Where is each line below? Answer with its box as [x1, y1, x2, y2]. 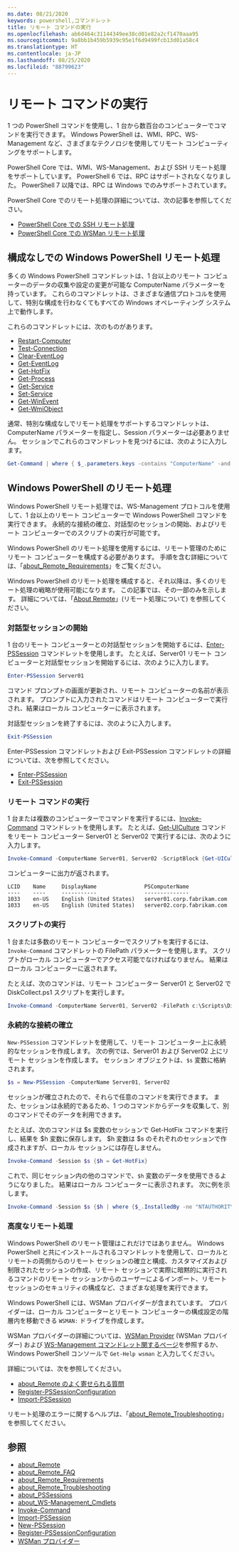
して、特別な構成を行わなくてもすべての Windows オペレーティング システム [7, 298, 231, 307]
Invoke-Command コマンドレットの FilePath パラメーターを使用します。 [7, 946, 211, 954]
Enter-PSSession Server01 [7, 672, 84, 680]
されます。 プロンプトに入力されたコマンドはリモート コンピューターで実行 [7, 695, 228, 704]
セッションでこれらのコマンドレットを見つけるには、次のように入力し [21, 437, 228, 445]
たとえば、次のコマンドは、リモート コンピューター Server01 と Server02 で [7, 979, 231, 988]
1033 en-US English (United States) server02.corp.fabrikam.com [7, 902, 228, 909]
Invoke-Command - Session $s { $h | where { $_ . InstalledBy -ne [7, 1203, 193, 1210]
